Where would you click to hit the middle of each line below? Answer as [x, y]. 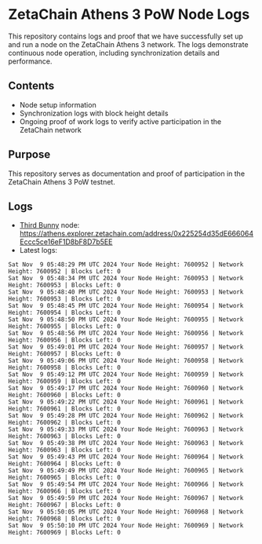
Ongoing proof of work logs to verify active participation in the [120, 121]
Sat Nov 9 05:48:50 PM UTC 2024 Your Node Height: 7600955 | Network [126, 319]
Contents [31, 86]
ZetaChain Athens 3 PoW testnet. [62, 181]
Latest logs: [38, 250]
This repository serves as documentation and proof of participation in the [127, 173]
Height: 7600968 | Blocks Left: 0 [65, 519]
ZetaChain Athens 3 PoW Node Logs [129, 15]
